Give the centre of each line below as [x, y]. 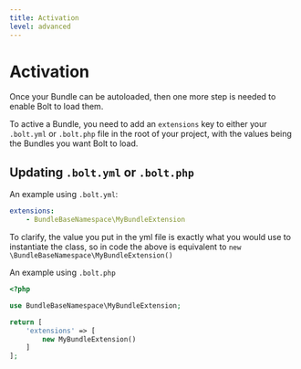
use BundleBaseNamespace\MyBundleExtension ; [95, 306]
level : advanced [40, 26]
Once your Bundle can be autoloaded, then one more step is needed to [143, 97]
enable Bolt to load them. [57, 107]
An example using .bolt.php [62, 272]
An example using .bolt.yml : [64, 195]
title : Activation [44, 18]
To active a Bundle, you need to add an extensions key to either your [138, 124]
